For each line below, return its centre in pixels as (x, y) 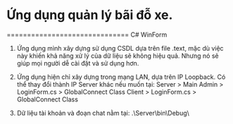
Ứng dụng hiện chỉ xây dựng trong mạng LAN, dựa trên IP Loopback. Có (121, 77)
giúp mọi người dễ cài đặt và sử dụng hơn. (78, 63)
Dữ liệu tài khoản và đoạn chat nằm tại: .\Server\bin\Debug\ (103, 113)
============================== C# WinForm (87, 35)
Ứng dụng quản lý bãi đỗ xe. (90, 15)
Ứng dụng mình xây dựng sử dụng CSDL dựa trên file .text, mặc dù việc (120, 48)
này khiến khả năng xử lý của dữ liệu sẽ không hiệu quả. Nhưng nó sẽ (118, 56)
